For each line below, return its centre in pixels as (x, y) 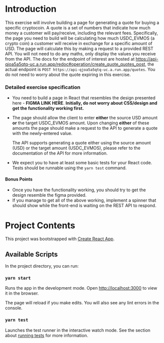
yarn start (18, 278)
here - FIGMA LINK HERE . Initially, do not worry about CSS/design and (85, 103)
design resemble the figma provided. (49, 195)
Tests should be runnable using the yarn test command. (69, 168)
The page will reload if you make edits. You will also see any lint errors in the (82, 303)
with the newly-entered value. (42, 134)
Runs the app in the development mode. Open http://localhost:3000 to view (81, 288)
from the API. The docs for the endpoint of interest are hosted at (70, 59)
